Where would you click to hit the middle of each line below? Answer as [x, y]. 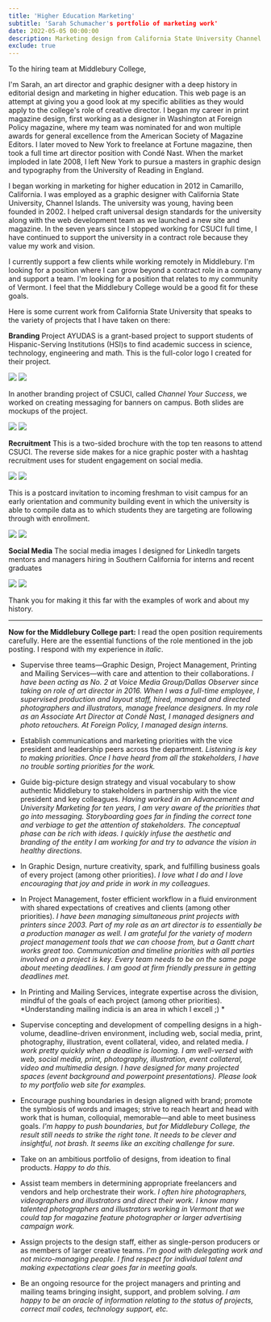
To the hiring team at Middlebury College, [77, 69]
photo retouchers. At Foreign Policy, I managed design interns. [124, 725]
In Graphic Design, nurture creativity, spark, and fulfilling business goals [140, 867]
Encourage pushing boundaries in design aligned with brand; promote [136, 1101]
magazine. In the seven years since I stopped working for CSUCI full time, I [133, 229]
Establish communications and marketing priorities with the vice [126, 741]
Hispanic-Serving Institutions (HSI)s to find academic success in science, [130, 345]
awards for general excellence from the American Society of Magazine [126, 136]
